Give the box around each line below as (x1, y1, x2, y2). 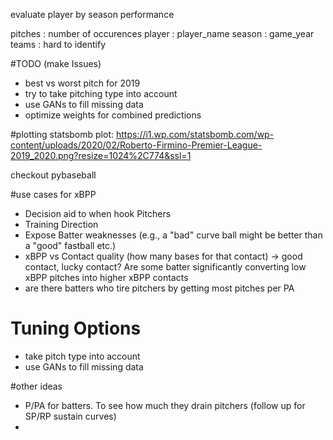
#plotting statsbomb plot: (10, 129, 115, 140)
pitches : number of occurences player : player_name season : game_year (10, 28, 315, 39)
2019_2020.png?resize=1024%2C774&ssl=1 (10, 150, 192, 161)
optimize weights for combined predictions (24, 109, 202, 121)
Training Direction (24, 219, 99, 230)
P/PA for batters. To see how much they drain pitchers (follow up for (24, 399, 306, 411)
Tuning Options (10, 317, 142, 340)
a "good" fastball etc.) (24, 240, 117, 251)
